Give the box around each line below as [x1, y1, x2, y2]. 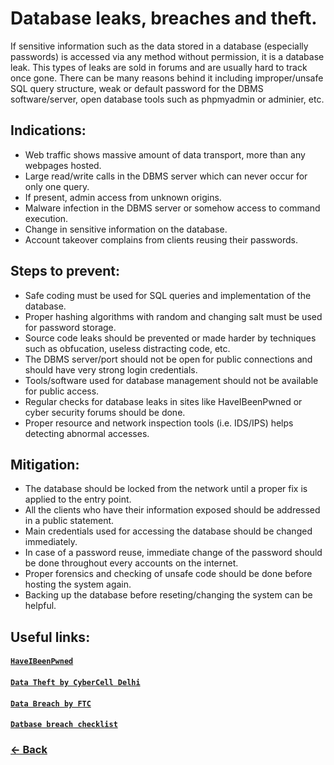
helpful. [24, 600, 57, 612]
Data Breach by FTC [10, 698, 92, 709]
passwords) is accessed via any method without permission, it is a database [10, 50, 325, 62]
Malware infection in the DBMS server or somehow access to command [24, 202, 321, 214]
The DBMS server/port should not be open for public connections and [24, 353, 313, 365]
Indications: [10, 122, 87, 139]
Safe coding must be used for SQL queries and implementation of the [24, 289, 312, 301]
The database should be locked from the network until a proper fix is [24, 483, 308, 495]
